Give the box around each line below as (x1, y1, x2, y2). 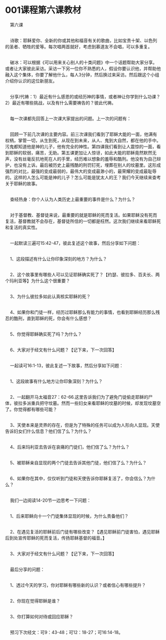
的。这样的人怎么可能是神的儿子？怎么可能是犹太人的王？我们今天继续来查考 (5, 174, 161, 180)
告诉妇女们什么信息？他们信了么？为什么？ (5, 428, 92, 434)
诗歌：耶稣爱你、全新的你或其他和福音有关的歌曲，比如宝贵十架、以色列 (9, 38, 157, 43)
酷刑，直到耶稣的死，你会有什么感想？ (13, 315, 92, 321)
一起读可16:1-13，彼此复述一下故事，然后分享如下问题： (9, 362, 124, 368)
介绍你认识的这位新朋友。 (5, 77, 57, 84)
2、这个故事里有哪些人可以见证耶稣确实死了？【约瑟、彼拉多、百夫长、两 (9, 271, 160, 277)
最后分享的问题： (9, 566, 45, 572)
